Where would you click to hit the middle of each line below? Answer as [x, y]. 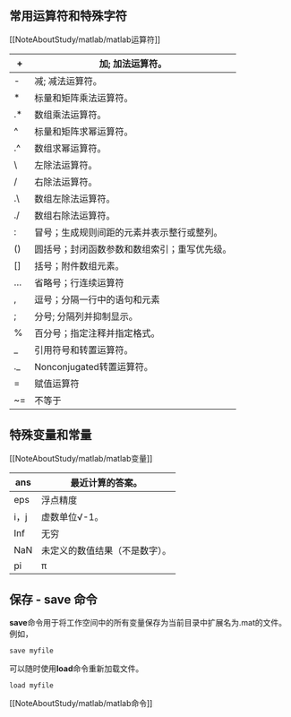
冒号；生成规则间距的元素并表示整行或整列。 [128, 232]
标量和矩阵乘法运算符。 [84, 98]
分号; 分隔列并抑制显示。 [86, 316]
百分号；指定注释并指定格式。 [97, 333]
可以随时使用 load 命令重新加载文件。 [77, 669]
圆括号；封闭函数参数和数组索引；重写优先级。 [133, 249]
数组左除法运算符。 [75, 198]
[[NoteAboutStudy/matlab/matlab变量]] [81, 458]
